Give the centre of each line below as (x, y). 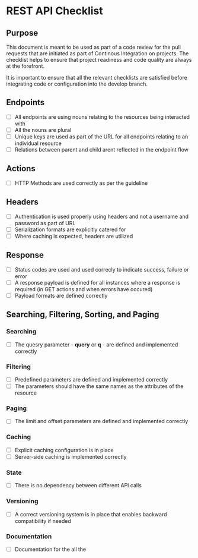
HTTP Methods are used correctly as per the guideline (81, 183)
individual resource (38, 143)
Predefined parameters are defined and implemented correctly (91, 379)
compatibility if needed (43, 521)
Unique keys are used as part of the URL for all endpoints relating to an (101, 136)
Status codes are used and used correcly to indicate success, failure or (102, 269)
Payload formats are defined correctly (61, 295)
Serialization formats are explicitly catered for (70, 229)
